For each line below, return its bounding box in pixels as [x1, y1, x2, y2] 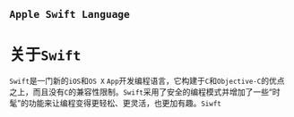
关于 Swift [9, 45, 82, 64]
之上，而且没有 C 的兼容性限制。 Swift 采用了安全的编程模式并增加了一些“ [9, 87, 273, 97]
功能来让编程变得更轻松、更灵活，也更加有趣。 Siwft [28, 98, 221, 109]
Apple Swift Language [9, 8, 130, 21]
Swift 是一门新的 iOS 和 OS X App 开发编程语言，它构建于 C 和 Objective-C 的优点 [9, 76, 285, 87]
